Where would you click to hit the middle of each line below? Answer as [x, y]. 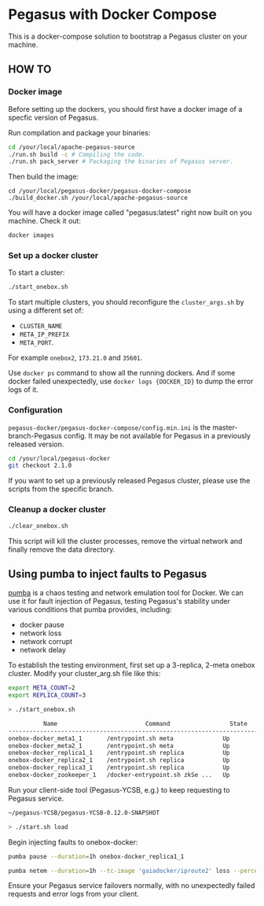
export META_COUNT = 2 [42, 688]
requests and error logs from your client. [74, 894]
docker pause [42, 625]
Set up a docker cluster [53, 256]
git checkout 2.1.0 [40, 466]
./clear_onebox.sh [38, 526]
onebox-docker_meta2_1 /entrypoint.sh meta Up [119, 745]
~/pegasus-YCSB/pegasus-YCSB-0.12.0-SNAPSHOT [84, 812]
